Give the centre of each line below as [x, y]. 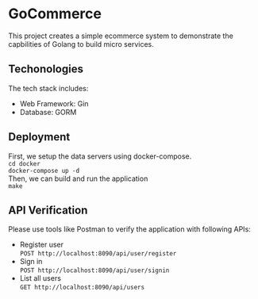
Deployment [39, 137]
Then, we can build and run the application [78, 178]
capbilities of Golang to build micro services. [81, 44]
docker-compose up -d [44, 171]
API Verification [48, 210]
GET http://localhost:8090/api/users [82, 287]
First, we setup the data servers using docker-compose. [100, 156]
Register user [42, 245]
